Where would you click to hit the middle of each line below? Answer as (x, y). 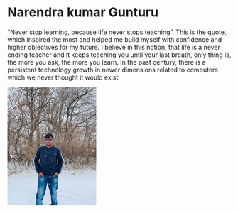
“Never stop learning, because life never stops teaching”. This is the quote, (117, 32)
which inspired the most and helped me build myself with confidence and (115, 39)
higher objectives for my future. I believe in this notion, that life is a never (114, 47)
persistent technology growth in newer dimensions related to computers (113, 70)
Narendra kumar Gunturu (83, 12)
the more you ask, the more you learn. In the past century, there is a (107, 62)
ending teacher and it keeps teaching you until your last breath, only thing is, (119, 55)
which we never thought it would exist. (64, 77)
